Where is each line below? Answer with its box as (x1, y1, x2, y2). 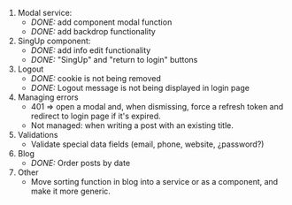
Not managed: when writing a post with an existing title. (30, 120, 234, 131)
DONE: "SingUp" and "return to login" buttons (30, 55, 198, 65)
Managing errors (17, 92, 79, 102)
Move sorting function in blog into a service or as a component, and (30, 177, 279, 186)
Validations (17, 130, 58, 140)
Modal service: (17, 8, 73, 18)
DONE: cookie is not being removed (30, 73, 162, 83)
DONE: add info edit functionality (30, 45, 151, 56)
